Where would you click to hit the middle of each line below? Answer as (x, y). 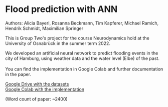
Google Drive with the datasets (37, 84)
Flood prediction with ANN (61, 9)
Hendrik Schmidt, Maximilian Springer (44, 28)
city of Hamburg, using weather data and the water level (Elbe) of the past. (82, 58)
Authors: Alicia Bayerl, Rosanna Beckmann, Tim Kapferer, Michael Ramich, (82, 23)
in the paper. (18, 74)
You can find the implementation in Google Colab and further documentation (84, 69)
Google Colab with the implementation (45, 89)
